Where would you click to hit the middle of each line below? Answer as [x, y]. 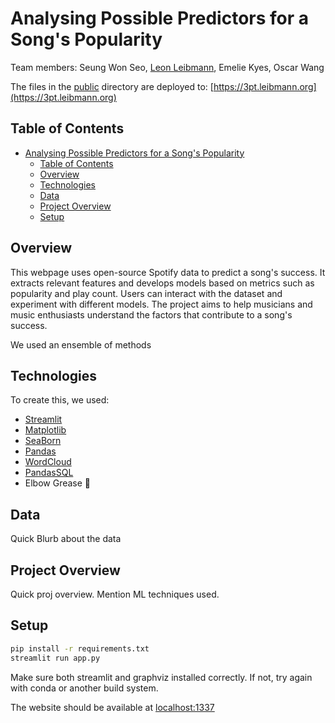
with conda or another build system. [84, 688]
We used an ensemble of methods [81, 344]
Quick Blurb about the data [66, 539]
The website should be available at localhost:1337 [112, 707]
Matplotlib [45, 430]
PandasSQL [49, 473]
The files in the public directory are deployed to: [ [112, 86]
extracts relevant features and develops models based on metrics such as [162, 283]
